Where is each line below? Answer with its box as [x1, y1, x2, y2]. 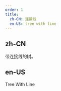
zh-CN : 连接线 [9, 16, 37, 21]
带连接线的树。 [5, 53, 36, 60]
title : [5, 12, 19, 17]
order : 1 [5, 7, 23, 12]
